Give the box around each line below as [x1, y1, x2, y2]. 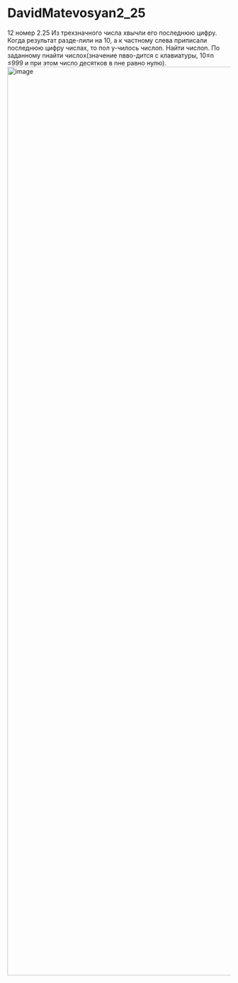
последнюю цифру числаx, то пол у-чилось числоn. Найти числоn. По [7, 43, 220, 52]
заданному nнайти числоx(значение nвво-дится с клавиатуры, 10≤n [7, 51, 215, 60]
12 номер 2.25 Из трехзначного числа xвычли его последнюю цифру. [7, 28, 217, 37]
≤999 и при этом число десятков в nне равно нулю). [7, 58, 166, 67]
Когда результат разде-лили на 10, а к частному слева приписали [7, 36, 208, 44]
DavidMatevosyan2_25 [7, 5, 146, 21]
